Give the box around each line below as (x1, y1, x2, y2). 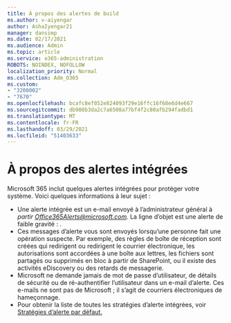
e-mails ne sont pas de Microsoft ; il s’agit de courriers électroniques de (17, 286, 223, 294)
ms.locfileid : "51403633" (7, 132, 82, 139)
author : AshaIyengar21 (7, 23, 73, 30)
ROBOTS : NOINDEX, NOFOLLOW (7, 61, 85, 68)
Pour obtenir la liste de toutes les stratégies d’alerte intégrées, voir (17, 301, 206, 309)
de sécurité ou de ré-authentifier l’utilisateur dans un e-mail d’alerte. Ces (17, 279, 225, 287)
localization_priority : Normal (7, 68, 98, 75)
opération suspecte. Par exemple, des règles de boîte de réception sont (17, 235, 221, 243)
